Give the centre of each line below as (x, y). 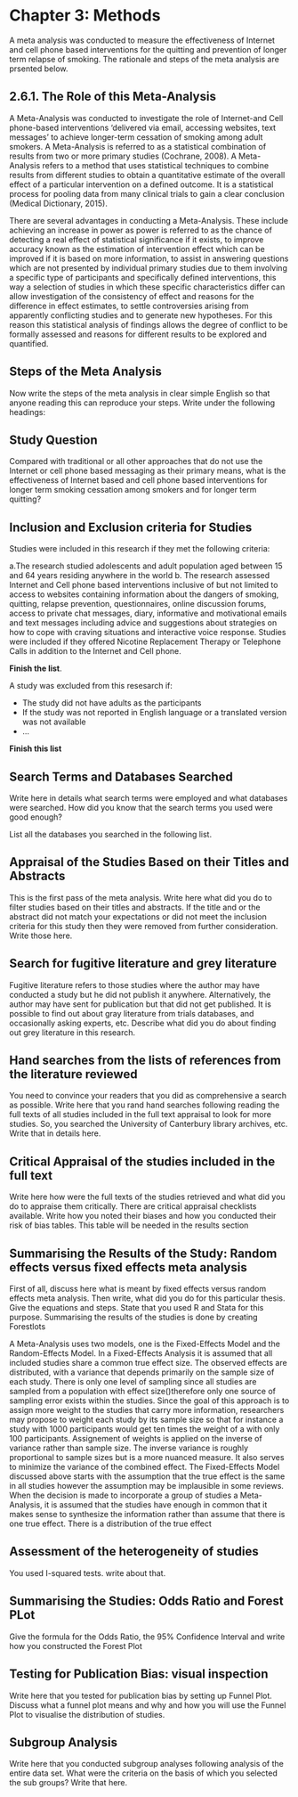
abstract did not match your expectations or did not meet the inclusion (138, 916)
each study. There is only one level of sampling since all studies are (133, 1382)
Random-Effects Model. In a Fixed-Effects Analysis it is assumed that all (141, 1353)
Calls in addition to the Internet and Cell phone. (96, 651)
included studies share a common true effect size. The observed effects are (148, 1363)
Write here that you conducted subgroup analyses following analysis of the (147, 1764)
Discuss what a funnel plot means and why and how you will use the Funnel (148, 1705)
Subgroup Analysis (64, 1742)
